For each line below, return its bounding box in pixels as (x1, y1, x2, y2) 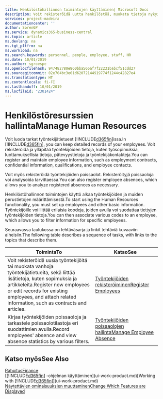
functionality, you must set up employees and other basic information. (5, 202, 145, 208)
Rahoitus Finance (5, 368, 39, 374)
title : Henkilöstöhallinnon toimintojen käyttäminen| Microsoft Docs (5, 7, 149, 12)
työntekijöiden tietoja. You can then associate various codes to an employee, (5, 212, 157, 218)
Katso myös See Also (5, 355, 69, 363)
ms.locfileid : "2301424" (5, 89, 55, 94)
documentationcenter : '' (5, 20, 55, 26)
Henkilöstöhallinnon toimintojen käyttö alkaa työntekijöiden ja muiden (5, 191, 143, 198)
